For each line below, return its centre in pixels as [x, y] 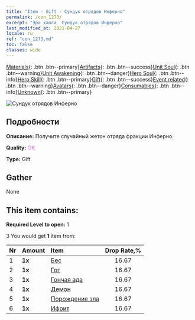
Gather [19, 177]
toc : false [19, 45]
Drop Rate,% [123, 250]
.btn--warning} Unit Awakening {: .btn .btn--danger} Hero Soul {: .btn [87, 73]
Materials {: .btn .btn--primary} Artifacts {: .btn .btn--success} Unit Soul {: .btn [98, 67]
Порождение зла [75, 299]
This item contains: [42, 210]
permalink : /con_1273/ [34, 17]
